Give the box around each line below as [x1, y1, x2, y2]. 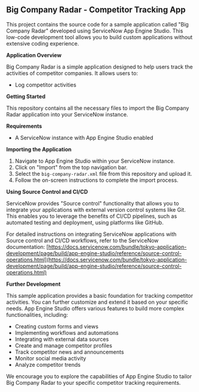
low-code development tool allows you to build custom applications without [6, 33, 193, 41]
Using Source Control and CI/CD [6, 188, 88, 195]
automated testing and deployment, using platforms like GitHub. [6, 219, 164, 226]
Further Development [6, 280, 61, 288]
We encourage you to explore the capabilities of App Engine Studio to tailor [6, 372, 192, 380]
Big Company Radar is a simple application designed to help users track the [6, 63, 193, 70]
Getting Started [6, 92, 46, 100]
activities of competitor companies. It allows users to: [6, 69, 138, 77]
